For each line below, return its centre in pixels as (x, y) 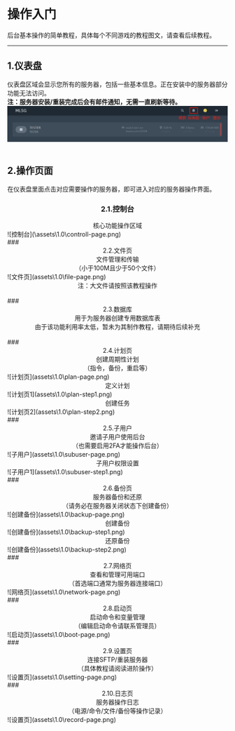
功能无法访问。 (29, 93)
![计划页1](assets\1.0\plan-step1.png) (60, 394)
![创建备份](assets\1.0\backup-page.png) (66, 515)
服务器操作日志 (117, 702)
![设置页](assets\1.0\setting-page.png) (62, 677)
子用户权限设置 (117, 463)
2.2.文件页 (117, 250)
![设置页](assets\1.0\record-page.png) (62, 720)
